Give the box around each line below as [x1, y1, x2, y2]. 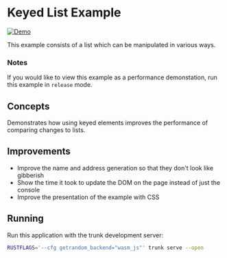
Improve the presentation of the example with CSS [16, 193, 160, 201]
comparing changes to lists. [7, 126, 86, 134]
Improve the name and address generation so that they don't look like [16, 164, 214, 172]
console [16, 185, 40, 194]
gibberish [16, 171, 45, 179]
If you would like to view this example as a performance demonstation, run [7, 73, 218, 81]
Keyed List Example [7, 5, 121, 21]
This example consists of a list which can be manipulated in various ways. [7, 40, 216, 49]
